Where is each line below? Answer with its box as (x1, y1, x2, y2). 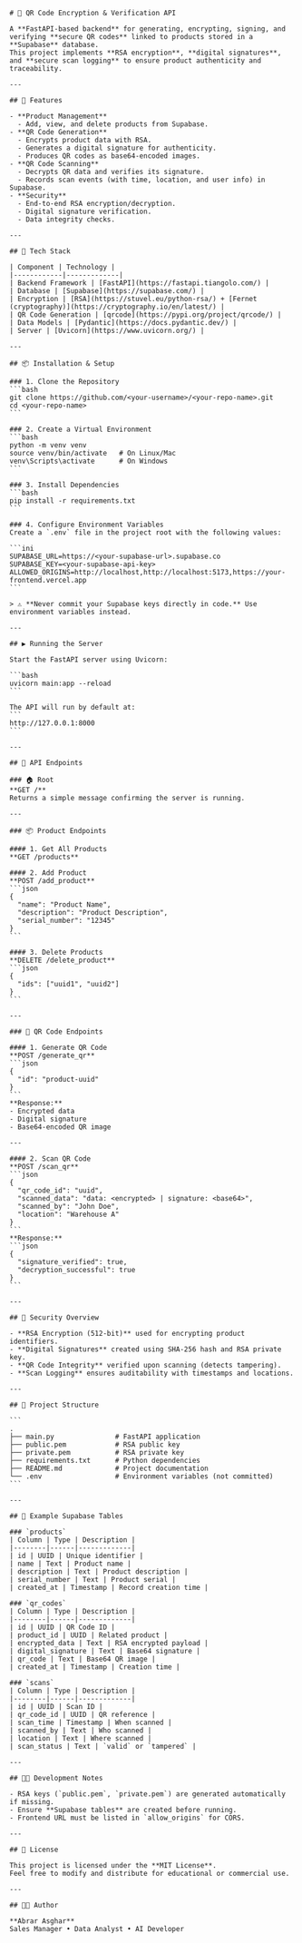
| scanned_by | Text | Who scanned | (9, 1726, 152, 1735)
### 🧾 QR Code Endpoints (9, 1027, 103, 1036)
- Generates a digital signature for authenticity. (17, 143, 218, 152)
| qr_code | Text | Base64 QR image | (9, 1654, 156, 1663)
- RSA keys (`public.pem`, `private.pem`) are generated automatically (9, 1790, 286, 1799)
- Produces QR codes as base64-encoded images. (17, 152, 201, 161)
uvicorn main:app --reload (9, 679, 112, 688)
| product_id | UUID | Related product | (9, 1631, 169, 1640)
